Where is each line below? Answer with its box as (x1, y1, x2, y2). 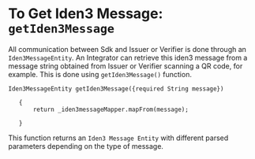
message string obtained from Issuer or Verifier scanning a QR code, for (8, 61, 243, 71)
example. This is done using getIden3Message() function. (8, 69, 192, 79)
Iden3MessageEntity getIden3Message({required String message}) (8, 84, 224, 93)
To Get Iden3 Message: (8, 5, 163, 23)
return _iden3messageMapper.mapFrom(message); (32, 105, 189, 113)
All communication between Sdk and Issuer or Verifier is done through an (8, 44, 247, 54)
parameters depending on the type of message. (8, 141, 164, 150)
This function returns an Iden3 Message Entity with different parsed (8, 133, 229, 142)
